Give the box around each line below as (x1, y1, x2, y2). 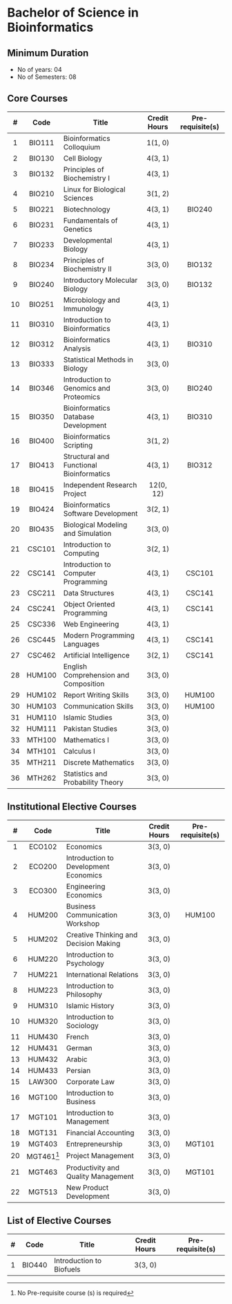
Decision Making (66, 938, 121, 948)
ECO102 (28, 841, 57, 851)
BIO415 (28, 484, 55, 494)
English (63, 662, 88, 671)
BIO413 (28, 460, 55, 469)
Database (63, 411, 95, 421)
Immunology (63, 304, 104, 313)
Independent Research (63, 480, 137, 490)
